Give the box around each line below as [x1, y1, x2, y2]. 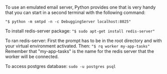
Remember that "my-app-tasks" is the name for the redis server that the [5, 48, 154, 54]
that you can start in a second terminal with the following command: [5, 9, 145, 15]
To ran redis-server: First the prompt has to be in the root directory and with [5, 37, 162, 43]
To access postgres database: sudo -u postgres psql [5, 63, 116, 69]
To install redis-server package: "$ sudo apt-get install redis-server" [5, 28, 155, 34]
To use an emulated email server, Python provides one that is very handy [5, 4, 156, 10]
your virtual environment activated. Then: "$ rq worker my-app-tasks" [5, 43, 150, 49]
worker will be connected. [5, 53, 59, 59]
